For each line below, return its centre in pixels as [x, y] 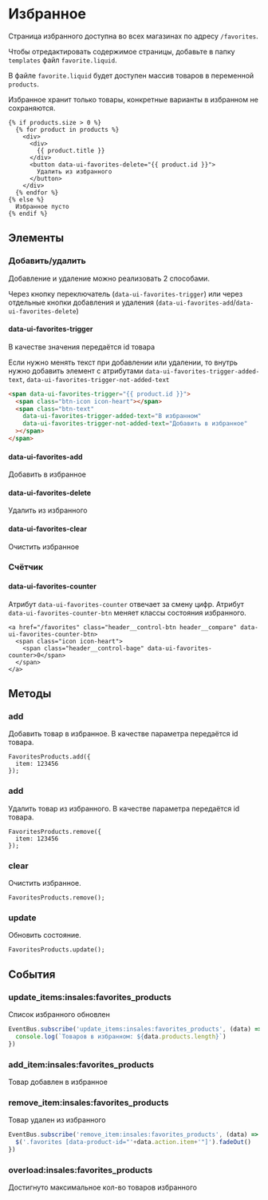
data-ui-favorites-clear [48, 528]
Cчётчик [26, 567]
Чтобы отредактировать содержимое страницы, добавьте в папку [122, 51]
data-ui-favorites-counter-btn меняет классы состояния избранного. [128, 612]
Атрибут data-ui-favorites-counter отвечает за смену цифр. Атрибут [126, 604]
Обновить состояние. [45, 935]
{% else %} [26, 199]
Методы [30, 694]
